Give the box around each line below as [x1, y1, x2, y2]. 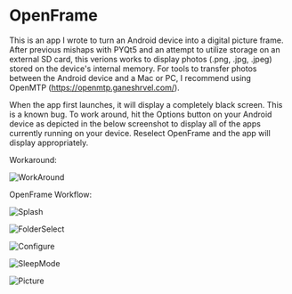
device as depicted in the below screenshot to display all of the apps [9, 118, 261, 129]
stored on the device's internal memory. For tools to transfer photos [9, 63, 257, 74]
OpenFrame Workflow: [9, 189, 92, 200]
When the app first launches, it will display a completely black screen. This [9, 99, 283, 110]
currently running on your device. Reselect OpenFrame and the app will [9, 127, 272, 138]
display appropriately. [9, 137, 89, 148]
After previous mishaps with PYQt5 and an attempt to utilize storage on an [9, 44, 280, 54]
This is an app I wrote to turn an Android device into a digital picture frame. [9, 35, 284, 45]
